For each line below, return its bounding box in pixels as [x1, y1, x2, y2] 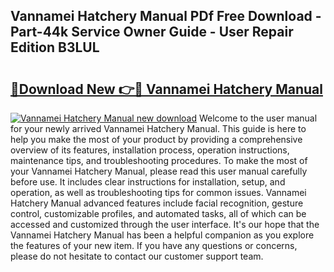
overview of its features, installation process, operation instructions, [10, 144, 290, 156]
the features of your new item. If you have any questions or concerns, [10, 240, 298, 251]
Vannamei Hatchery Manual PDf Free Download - [10, 8, 322, 25]
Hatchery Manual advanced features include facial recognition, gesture [10, 197, 304, 209]
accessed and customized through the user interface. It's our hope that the [10, 219, 320, 230]
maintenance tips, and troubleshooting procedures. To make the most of [10, 155, 308, 166]
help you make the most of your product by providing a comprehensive [10, 134, 303, 145]
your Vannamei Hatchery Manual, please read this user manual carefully [10, 165, 308, 177]
